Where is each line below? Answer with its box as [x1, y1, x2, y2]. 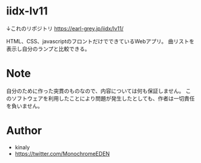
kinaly [14, 143, 30, 151]
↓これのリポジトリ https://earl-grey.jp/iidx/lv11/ [6, 25, 124, 32]
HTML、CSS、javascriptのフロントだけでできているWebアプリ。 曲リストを [6, 37, 195, 45]
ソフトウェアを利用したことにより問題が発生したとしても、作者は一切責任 [11, 94, 195, 102]
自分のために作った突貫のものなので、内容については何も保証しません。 [6, 87, 185, 94]
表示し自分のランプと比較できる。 [6, 45, 91, 52]
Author [6, 124, 42, 138]
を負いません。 [6, 102, 43, 109]
